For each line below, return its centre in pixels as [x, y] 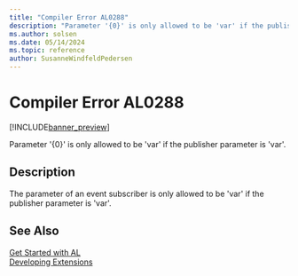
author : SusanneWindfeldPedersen [71, 59]
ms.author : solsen [43, 34]
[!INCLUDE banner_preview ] [60, 127]
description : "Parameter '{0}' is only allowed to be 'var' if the [137, 26]
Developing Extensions [51, 262]
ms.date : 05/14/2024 [47, 42]
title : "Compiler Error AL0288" [69, 17]
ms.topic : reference [47, 51]
